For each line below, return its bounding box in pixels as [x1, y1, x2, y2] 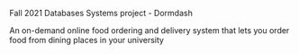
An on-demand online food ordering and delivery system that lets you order [9, 25, 290, 35]
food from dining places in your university [9, 35, 165, 45]
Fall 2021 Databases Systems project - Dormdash [9, 8, 194, 18]
